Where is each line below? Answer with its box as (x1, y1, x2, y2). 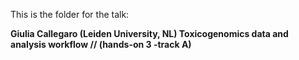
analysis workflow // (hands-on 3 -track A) (10, 39, 192, 50)
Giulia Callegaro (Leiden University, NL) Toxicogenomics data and (10, 28, 289, 39)
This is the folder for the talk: (10, 9, 130, 20)
